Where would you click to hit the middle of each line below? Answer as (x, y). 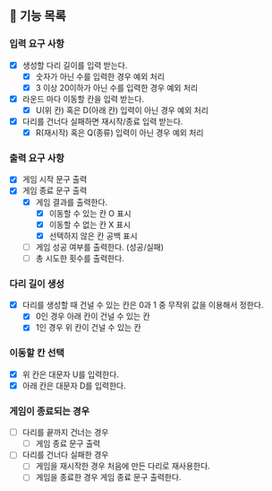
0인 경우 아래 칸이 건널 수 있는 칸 (93, 316)
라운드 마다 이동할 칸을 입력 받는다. (83, 99)
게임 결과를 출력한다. (72, 202)
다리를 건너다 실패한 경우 (65, 455)
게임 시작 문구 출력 (55, 180)
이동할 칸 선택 (37, 353)
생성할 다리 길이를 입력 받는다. (75, 65)
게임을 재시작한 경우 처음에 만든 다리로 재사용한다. (123, 466)
